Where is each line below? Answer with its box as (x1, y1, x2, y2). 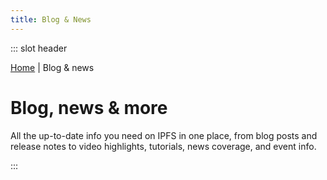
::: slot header (10, 42, 68, 54)
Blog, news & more (10, 96, 168, 119)
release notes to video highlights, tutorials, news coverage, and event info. (10, 140, 317, 152)
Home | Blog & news (10, 61, 95, 73)
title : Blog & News (10, 14, 92, 25)
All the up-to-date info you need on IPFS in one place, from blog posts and (10, 129, 318, 141)
